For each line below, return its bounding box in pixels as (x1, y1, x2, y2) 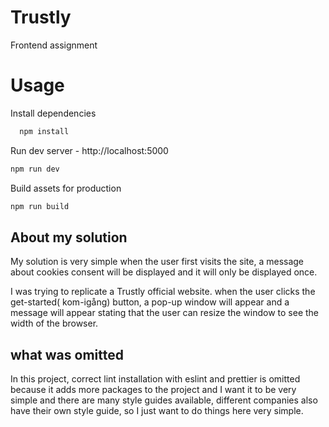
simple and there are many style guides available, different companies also (10, 394, 318, 406)
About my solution (10, 229, 128, 246)
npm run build (10, 201, 70, 211)
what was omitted (10, 346, 124, 363)
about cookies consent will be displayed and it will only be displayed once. (10, 266, 318, 278)
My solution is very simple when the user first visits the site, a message (10, 256, 305, 268)
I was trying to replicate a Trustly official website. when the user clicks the (10, 286, 316, 298)
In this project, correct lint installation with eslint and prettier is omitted (10, 373, 301, 385)
